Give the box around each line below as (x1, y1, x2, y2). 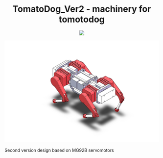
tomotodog (59, 14, 105, 25)
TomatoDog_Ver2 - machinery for (12, 3, 151, 15)
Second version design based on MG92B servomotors (4, 147, 114, 153)
